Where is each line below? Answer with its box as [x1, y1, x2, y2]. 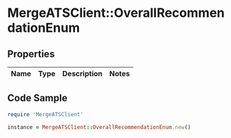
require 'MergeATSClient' [7, 111, 83, 118]
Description [62, 69, 102, 78]
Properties [7, 48, 55, 60]
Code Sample [7, 92, 68, 104]
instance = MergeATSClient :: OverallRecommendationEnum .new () [7, 123, 191, 131]
